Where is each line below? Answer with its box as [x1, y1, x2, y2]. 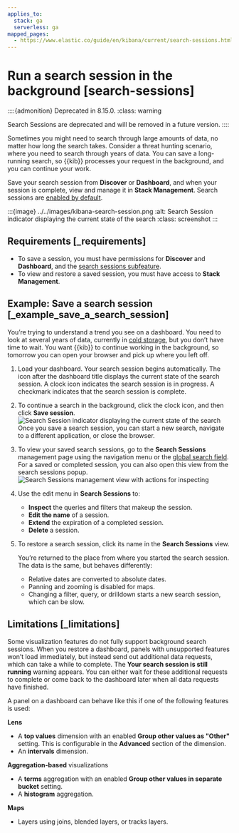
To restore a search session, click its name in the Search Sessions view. [17, 539, 230, 548]
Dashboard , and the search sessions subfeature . [17, 262, 161, 270]
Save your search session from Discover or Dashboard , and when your [7, 178, 217, 187]
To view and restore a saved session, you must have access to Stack [17, 269, 221, 278]
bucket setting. [17, 782, 63, 790]
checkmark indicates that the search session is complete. [17, 387, 187, 396]
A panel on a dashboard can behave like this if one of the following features [7, 696, 229, 705]
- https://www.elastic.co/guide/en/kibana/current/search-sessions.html [14, 37, 234, 44]
